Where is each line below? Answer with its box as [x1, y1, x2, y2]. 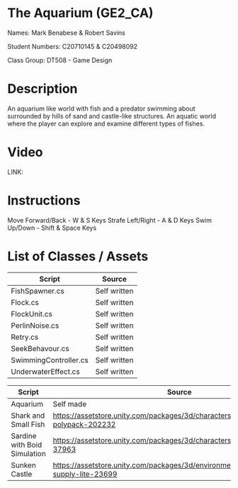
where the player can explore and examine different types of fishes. [7, 119, 205, 128]
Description [7, 81, 78, 97]
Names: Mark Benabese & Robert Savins [7, 28, 125, 37]
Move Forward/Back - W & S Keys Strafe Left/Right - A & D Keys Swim [7, 216, 212, 224]
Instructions [7, 193, 81, 209]
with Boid [11, 440, 42, 450]
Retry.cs [11, 332, 39, 342]
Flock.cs [11, 297, 39, 307]
